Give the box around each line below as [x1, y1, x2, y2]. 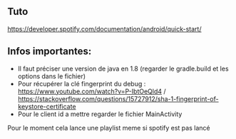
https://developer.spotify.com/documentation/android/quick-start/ [7, 24, 202, 33]
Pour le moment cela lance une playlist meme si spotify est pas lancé [7, 123, 210, 132]
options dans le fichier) [17, 71, 86, 81]
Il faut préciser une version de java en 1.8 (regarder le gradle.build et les [17, 64, 230, 73]
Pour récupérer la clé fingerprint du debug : [17, 79, 146, 88]
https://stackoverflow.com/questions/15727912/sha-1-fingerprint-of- [17, 94, 219, 103]
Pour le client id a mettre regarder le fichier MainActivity [17, 110, 183, 118]
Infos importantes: [7, 46, 92, 58]
